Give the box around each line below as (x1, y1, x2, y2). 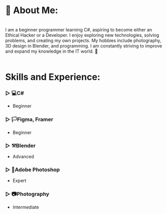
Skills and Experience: (5, 71, 100, 83)
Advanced (12, 154, 34, 160)
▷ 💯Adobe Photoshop (5, 166, 60, 173)
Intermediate (12, 204, 39, 210)
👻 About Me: (5, 5, 59, 16)
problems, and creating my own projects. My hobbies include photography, (5, 37, 161, 44)
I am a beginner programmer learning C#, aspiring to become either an (5, 26, 152, 32)
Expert (12, 178, 27, 184)
